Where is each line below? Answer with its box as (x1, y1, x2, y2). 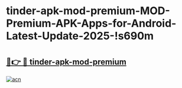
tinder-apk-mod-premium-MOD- (6, 4, 170, 18)
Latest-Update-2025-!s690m (6, 30, 154, 43)
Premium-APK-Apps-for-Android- (6, 17, 177, 30)
